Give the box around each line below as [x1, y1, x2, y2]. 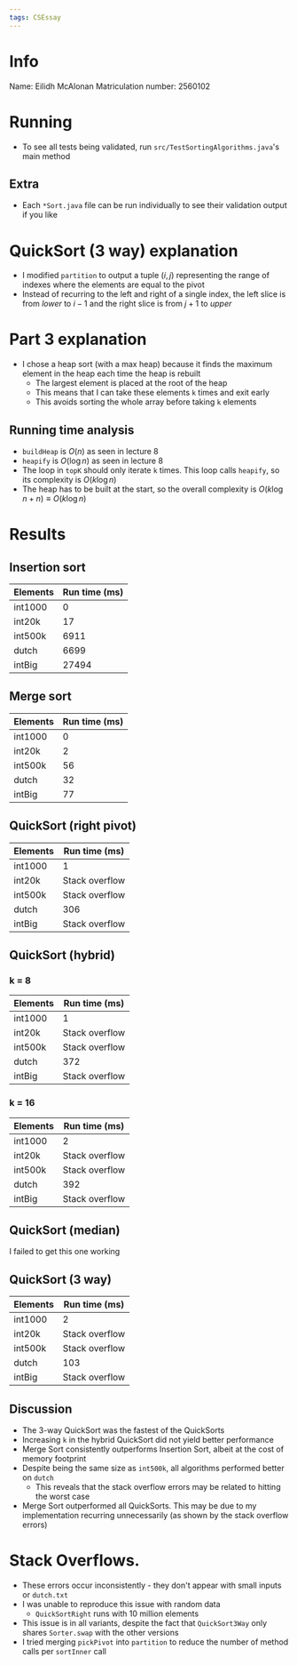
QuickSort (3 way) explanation [9, 241, 238, 260]
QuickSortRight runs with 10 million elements [35, 1608, 199, 1619]
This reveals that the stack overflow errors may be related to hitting [35, 1482, 281, 1493]
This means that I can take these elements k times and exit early [35, 388, 270, 398]
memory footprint [21, 1453, 87, 1464]
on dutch [21, 1472, 55, 1483]
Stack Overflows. [9, 1550, 140, 1571]
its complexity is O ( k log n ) [21, 475, 117, 484]
